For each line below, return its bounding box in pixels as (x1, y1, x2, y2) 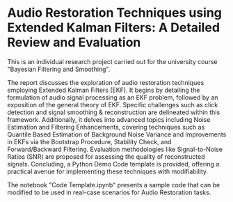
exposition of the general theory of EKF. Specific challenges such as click (7, 100, 218, 109)
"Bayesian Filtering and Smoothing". (7, 65, 111, 73)
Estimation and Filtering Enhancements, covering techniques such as (7, 123, 205, 131)
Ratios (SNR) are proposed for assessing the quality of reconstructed (7, 152, 205, 161)
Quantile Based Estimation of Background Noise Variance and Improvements (7, 130, 227, 139)
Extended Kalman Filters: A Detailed (7, 20, 220, 36)
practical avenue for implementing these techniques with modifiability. (7, 167, 209, 176)
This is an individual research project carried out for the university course (7, 57, 218, 65)
